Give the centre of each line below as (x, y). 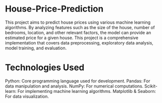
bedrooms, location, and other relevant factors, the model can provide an (78, 32)
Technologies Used (45, 67)
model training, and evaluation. (36, 48)
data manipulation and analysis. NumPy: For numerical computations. (74, 86)
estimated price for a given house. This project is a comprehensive (72, 38)
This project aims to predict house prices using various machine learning (78, 22)
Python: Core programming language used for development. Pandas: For (78, 81)
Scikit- (151, 86)
